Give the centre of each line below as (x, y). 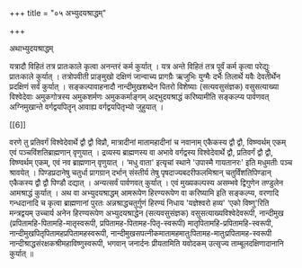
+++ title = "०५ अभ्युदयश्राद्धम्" (58, 13)
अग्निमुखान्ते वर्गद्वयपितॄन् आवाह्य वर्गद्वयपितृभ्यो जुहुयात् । (87, 107)
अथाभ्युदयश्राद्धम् (31, 48)
